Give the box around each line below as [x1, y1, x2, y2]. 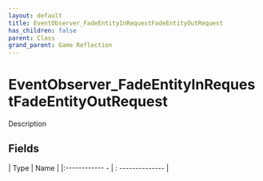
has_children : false [8, 26, 78, 34]
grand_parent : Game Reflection [8, 41, 113, 49]
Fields [8, 142, 40, 155]
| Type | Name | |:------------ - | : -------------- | [8, 163, 169, 172]
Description [8, 119, 46, 128]
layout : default [8, 11, 62, 20]
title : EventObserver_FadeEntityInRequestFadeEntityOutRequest [8, 19, 224, 27]
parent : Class [8, 33, 56, 42]
